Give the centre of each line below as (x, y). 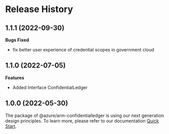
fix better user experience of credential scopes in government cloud (83, 50)
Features (15, 78)
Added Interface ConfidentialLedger (50, 87)
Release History (39, 9)
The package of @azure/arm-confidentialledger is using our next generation (84, 115)
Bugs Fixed (17, 40)
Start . (11, 126)
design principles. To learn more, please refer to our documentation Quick (82, 121)
